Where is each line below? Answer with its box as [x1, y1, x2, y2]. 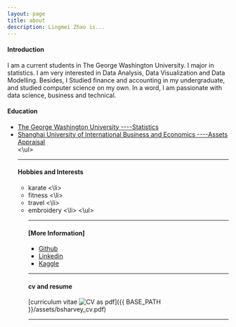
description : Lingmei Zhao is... [7, 23, 105, 30]
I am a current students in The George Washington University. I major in [7, 61, 214, 69]
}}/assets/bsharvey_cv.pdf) [27, 305, 107, 314]
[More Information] [27, 228, 86, 237]
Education [7, 107, 38, 116]
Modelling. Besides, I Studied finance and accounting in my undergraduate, [7, 75, 225, 85]
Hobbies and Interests [17, 168, 84, 176]
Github [38, 245, 58, 253]
